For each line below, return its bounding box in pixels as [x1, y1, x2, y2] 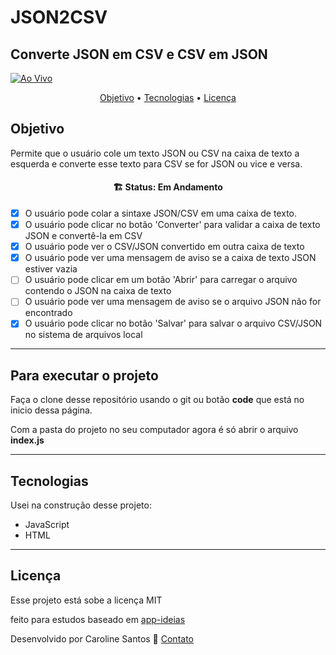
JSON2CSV [10, 6, 108, 29]
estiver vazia [24, 263, 78, 275]
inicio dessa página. [10, 404, 93, 416]
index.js [10, 434, 45, 446]
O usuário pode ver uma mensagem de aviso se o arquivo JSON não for [24, 296, 322, 308]
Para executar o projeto [10, 367, 159, 384]
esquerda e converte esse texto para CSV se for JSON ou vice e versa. [10, 157, 303, 170]
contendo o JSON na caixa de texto [24, 285, 172, 297]
